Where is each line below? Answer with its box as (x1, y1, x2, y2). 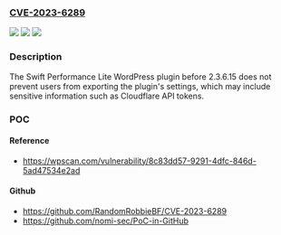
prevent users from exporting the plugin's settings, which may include (9, 80, 271, 91)
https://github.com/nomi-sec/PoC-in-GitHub (22, 215, 189, 226)
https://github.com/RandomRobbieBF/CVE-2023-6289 (22, 205, 228, 216)
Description (9, 51, 63, 63)
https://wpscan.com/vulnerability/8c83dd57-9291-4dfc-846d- (22, 155, 257, 166)
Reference (9, 136, 50, 146)
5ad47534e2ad (22, 164, 81, 175)
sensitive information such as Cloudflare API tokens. (9, 90, 205, 101)
